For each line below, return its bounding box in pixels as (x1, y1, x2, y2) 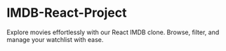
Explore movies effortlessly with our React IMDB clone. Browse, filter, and (6, 28, 220, 36)
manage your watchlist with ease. (6, 35, 104, 43)
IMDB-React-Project (6, 5, 127, 21)
